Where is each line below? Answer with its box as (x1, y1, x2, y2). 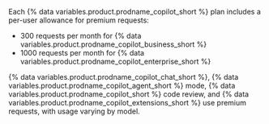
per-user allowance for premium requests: (8, 15, 150, 25)
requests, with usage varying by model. (8, 106, 140, 116)
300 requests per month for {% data (19, 31, 142, 40)
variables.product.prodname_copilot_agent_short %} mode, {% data (8, 81, 236, 90)
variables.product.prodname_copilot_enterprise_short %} (19, 56, 211, 66)
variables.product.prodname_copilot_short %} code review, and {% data (8, 89, 250, 99)
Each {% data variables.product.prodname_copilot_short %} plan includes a (8, 7, 261, 16)
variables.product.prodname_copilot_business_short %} (19, 39, 207, 49)
